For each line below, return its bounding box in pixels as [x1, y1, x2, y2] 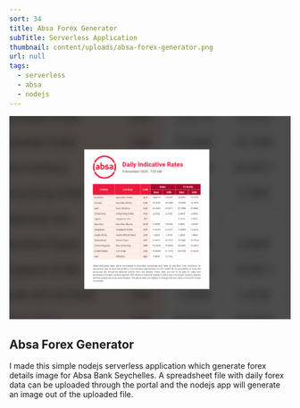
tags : [9, 62, 29, 71]
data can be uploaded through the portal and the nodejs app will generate [9, 379, 281, 390]
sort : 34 [9, 14, 42, 23]
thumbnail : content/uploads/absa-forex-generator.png [9, 43, 214, 52]
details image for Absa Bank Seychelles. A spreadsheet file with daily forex [9, 371, 284, 381]
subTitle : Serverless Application [9, 33, 138, 42]
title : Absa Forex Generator [9, 23, 118, 33]
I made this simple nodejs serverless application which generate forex [9, 361, 267, 371]
